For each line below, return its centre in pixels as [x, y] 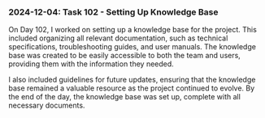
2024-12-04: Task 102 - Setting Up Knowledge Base [113, 12]
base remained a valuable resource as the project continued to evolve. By [132, 88]
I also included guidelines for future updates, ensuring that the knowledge [132, 80]
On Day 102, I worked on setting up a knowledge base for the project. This [133, 30]
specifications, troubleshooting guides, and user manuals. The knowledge [132, 47]
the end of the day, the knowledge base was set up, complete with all [125, 97]
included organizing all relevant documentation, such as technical [118, 38]
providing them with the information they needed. [91, 64]
